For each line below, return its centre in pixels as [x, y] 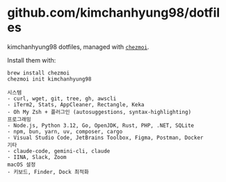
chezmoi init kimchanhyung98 [49, 79]
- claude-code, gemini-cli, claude [59, 151]
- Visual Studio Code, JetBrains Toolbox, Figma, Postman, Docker [105, 138]
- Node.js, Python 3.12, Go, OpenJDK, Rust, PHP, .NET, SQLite [101, 125]
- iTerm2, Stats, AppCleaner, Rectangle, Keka [76, 105]
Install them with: [32, 60]
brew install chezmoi [39, 73]
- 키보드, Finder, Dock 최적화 [48, 172]
